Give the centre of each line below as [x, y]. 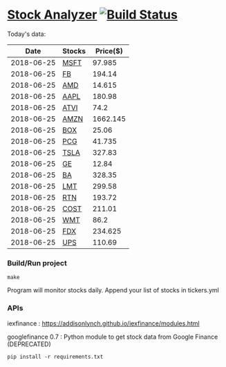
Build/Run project [37, 263]
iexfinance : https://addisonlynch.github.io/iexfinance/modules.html [103, 323]
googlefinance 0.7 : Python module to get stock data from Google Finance [113, 337]
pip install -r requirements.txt [55, 357]
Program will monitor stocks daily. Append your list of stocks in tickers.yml [113, 290]
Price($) [109, 50]
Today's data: [27, 34]
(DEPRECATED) [29, 344]
